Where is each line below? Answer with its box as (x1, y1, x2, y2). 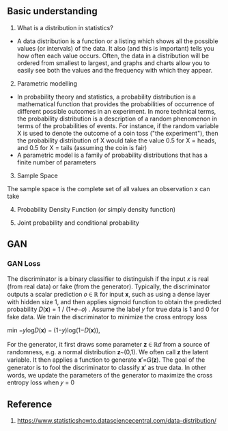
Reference (7, 398, 53, 410)
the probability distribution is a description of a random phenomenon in (16, 114, 217, 123)
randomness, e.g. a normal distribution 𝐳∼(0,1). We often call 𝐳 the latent (7, 347, 209, 356)
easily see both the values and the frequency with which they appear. (16, 66, 213, 74)
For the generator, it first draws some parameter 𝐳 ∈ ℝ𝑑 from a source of (7, 340, 210, 348)
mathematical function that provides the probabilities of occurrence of (16, 99, 215, 108)
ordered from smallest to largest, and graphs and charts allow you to (16, 58, 210, 67)
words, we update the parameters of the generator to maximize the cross (7, 371, 213, 379)
